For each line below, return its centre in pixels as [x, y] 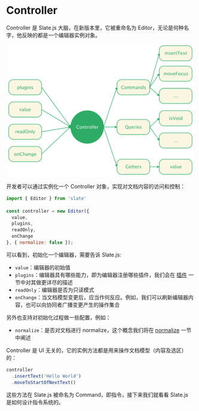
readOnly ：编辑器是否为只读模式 [54, 290]
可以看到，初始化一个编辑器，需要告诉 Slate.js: [64, 254]
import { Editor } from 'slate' [46, 198]
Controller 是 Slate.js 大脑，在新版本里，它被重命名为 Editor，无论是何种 [95, 27]
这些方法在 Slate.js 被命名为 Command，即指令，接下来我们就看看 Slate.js [97, 394]
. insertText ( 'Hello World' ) [47, 376]
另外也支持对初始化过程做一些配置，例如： [59, 317]
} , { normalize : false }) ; [40, 243]
